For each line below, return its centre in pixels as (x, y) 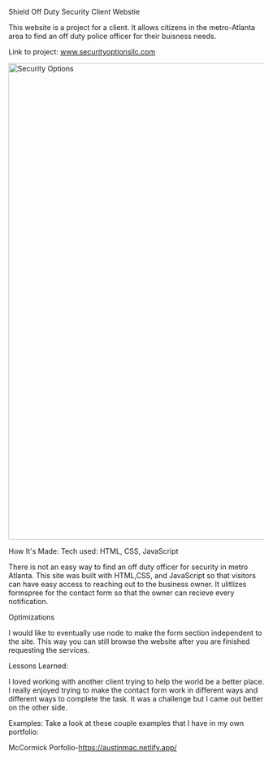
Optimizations (32, 617)
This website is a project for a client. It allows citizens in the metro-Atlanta (132, 27)
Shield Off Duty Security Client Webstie (74, 12)
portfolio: (24, 732)
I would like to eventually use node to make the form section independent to (135, 633)
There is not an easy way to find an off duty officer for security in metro (128, 567)
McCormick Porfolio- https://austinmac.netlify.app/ (93, 747)
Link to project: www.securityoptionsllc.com (82, 52)
